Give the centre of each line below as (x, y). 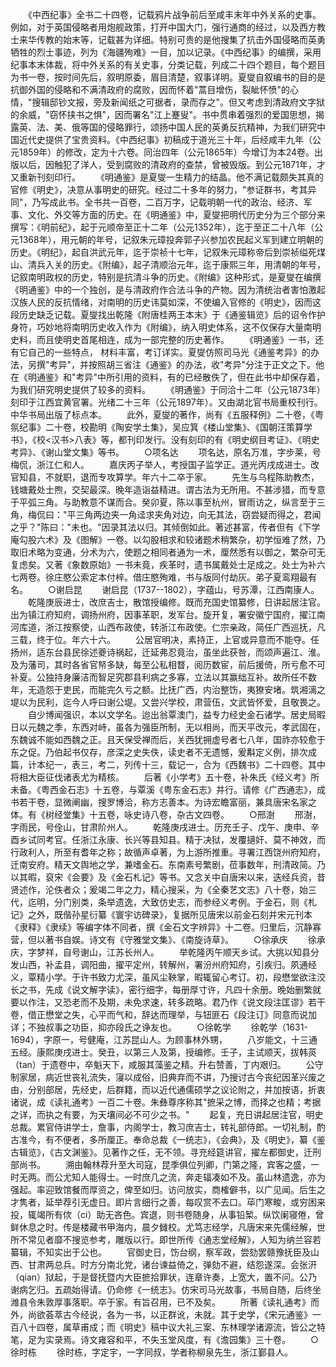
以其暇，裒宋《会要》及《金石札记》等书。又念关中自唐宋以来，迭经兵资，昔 (168, 877)
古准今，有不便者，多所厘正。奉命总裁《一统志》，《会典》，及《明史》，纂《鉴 (168, 1139)
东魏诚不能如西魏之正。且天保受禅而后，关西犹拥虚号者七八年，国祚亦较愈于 (168, 739)
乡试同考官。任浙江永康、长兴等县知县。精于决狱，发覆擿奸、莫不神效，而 (172, 839)
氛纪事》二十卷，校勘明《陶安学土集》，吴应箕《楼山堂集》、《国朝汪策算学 (161, 427)
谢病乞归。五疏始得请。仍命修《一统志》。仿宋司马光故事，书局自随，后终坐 (166, 1289)
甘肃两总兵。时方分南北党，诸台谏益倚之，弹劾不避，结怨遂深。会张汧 (172, 1264)
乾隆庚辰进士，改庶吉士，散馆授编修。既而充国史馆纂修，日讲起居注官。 (176, 602)
